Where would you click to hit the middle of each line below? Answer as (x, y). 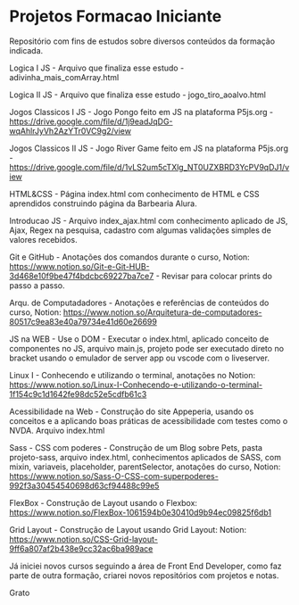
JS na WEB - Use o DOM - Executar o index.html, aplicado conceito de (139, 339)
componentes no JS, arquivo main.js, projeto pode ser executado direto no (146, 348)
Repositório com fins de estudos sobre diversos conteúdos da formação (142, 41)
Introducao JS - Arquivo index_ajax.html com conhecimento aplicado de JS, (149, 220)
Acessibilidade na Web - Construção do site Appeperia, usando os (132, 411)
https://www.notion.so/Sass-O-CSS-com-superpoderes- (114, 476)
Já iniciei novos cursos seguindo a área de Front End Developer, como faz (145, 566)
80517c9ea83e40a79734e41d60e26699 (83, 321)
